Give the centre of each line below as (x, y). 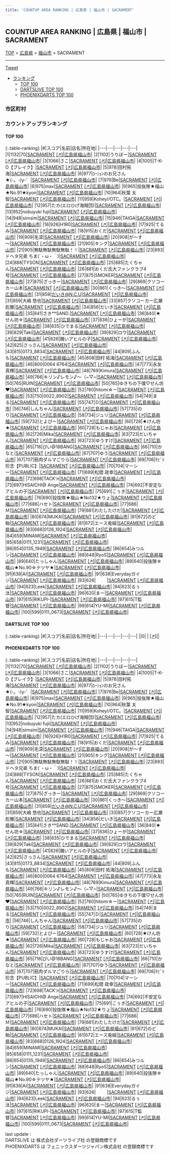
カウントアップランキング (36, 124)
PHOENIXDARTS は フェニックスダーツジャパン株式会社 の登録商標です (80, 1146)
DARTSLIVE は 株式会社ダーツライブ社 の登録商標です (61, 1140)
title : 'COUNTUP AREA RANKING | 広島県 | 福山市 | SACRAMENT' (70, 10)
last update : (18, 1134)
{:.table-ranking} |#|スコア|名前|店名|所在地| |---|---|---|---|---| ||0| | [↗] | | (82, 636)
